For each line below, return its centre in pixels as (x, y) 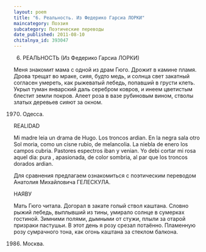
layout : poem (30, 12)
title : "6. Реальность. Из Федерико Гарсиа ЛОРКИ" (79, 18)
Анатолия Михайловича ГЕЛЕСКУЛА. (62, 182)
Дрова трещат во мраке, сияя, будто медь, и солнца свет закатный (102, 76)
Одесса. (33, 114)
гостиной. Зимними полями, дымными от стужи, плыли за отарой (100, 219)
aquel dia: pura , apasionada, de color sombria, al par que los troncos (101, 157)
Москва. (34, 243)
